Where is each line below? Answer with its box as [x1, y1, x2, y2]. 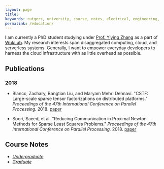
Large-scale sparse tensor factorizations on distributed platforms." [12, 96, 148, 101]
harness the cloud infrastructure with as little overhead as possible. [5, 50, 142, 56]
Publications [5, 65, 45, 73]
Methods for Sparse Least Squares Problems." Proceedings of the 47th [12, 121, 157, 127]
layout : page [5, 7, 32, 12]
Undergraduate [12, 153, 44, 159]
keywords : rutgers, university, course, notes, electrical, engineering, [5, 16, 160, 21]
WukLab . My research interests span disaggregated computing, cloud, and [5, 40, 157, 46]
